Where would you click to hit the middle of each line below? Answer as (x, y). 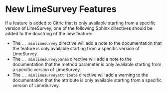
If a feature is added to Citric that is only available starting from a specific (81, 23)
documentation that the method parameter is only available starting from (87, 64)
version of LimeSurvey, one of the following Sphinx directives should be (79, 28)
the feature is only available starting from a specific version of (76, 48)
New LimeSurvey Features (61, 9)
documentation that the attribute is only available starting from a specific (87, 80)
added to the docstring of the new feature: (49, 33)
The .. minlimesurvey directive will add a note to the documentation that (87, 43)
